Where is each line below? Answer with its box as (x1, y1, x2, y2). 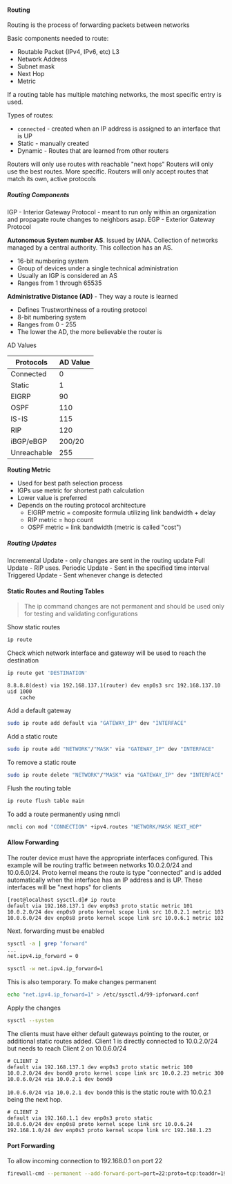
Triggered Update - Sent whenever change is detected (7, 571, 163, 580)
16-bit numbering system (17, 257, 88, 266)
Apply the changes (7, 1003, 61, 1012)
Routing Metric (7, 465, 51, 474)
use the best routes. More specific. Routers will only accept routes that (7, 167, 209, 176)
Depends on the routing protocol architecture (17, 501, 146, 510)
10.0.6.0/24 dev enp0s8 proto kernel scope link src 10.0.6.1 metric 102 (7, 914, 224, 921)
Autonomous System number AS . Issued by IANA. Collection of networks (7, 236, 219, 245)
